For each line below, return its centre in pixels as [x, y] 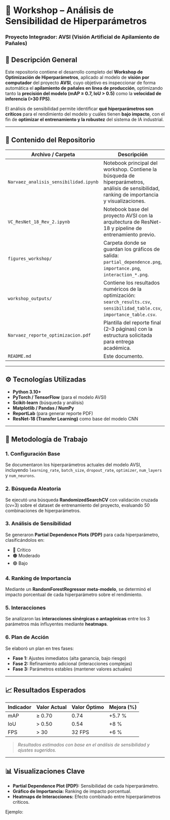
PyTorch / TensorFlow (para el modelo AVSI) [59, 397]
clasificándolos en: [25, 540]
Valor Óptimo [88, 707]
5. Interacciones [26, 608]
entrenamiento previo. [130, 234]
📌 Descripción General [41, 60]
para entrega [119, 342]
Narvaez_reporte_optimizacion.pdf [49, 335]
